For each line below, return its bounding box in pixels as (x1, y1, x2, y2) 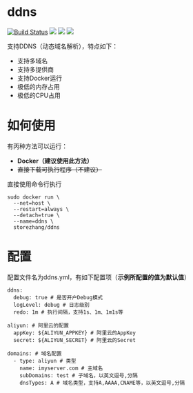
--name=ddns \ (13, 218, 54, 225)
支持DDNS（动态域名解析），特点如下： (7, 42, 119, 50)
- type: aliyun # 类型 (13, 357, 77, 364)
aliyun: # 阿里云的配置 (7, 322, 69, 329)
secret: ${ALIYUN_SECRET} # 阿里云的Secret (13, 336, 136, 343)
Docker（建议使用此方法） (17, 157, 93, 165)
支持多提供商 (17, 65, 54, 73)
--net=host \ (13, 199, 51, 207)
